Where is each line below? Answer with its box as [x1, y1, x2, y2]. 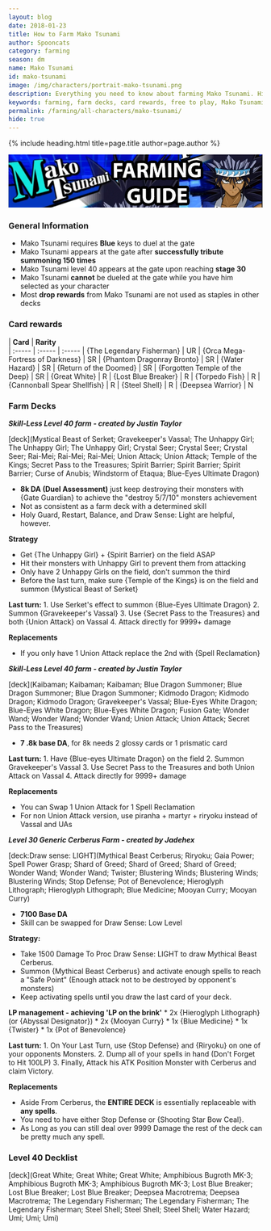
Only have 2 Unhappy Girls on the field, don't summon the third [19, 567, 231, 577]
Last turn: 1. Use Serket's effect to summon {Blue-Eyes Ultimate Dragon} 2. [8, 600, 260, 610]
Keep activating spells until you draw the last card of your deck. [19, 992, 232, 1002]
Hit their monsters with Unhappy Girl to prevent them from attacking [19, 558, 246, 569]
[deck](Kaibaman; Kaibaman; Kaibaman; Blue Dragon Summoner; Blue [8, 679, 243, 690]
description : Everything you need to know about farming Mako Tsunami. [8, 90, 254, 98]
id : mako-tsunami [8, 73, 67, 81]
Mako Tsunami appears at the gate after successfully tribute [19, 247, 224, 257]
